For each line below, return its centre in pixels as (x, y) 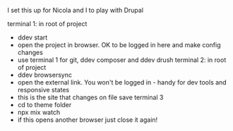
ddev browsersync (45, 75)
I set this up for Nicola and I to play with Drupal (75, 10)
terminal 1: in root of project (47, 24)
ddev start (32, 37)
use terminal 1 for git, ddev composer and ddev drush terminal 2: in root (122, 60)
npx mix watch (39, 112)
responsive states (43, 90)
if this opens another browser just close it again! (88, 120)
